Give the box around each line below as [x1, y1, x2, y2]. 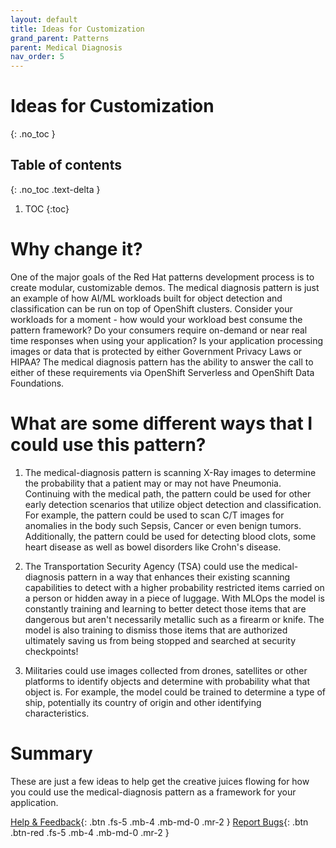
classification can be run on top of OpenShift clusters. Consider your [10, 302, 293, 315]
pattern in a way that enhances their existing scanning [66, 571, 291, 583]
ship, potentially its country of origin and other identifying [24, 696, 262, 708]
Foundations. [10, 377, 65, 389]
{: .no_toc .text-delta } [10, 183, 101, 195]
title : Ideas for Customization [10, 24, 145, 34]
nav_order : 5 [10, 52, 65, 62]
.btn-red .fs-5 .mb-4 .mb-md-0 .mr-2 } [10, 826, 170, 838]
